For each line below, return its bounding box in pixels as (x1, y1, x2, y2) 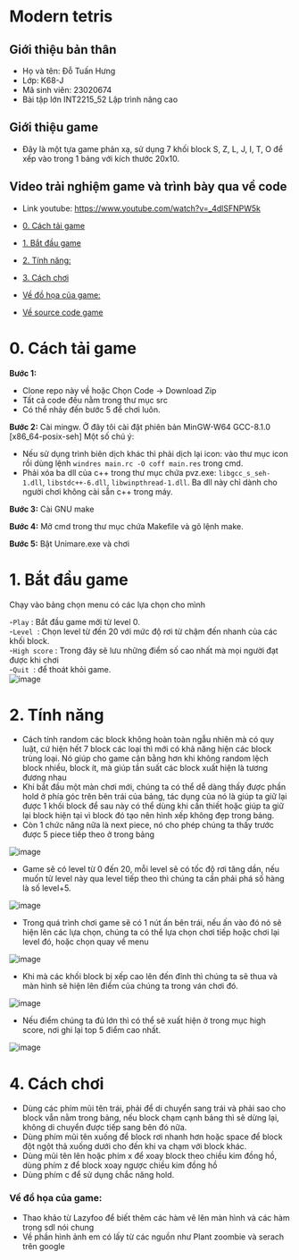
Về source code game (21, 307, 104, 317)
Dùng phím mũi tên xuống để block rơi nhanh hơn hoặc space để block (21, 1131, 283, 1142)
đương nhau (21, 772, 67, 783)
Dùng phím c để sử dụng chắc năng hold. (21, 1170, 175, 1180)
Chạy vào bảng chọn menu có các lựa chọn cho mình (9, 599, 205, 610)
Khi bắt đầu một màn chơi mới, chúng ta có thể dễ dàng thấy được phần (21, 782, 287, 792)
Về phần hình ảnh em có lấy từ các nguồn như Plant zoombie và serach (21, 1231, 285, 1242)
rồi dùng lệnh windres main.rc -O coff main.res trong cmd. (21, 458, 244, 469)
